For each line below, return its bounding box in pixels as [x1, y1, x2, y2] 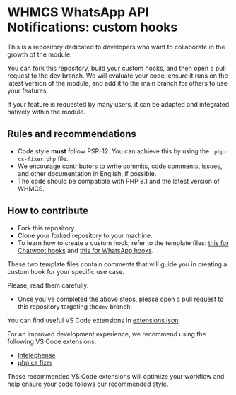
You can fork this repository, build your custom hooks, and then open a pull [7, 64, 226, 72]
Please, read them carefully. [7, 281, 89, 290]
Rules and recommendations [7, 128, 136, 140]
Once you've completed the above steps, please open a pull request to [17, 295, 224, 303]
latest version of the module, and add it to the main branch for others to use [7, 78, 228, 87]
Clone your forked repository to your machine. [17, 231, 153, 240]
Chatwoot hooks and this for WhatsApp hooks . [17, 246, 154, 254]
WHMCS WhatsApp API [7, 4, 149, 20]
